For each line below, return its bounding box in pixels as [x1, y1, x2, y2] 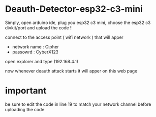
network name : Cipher [12, 44, 59, 49]
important [5, 85, 47, 96]
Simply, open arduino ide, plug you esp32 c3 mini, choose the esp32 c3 [5, 20, 151, 25]
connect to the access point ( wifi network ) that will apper [5, 34, 124, 40]
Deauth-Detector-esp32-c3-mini [5, 3, 143, 15]
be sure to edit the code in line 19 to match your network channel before [5, 101, 152, 107]
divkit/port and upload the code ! [5, 24, 72, 30]
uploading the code [5, 106, 45, 112]
